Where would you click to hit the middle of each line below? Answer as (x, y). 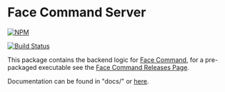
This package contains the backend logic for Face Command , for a (105, 60)
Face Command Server (77, 12)
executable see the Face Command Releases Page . (114, 67)
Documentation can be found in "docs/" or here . (78, 81)
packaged (22, 67)
